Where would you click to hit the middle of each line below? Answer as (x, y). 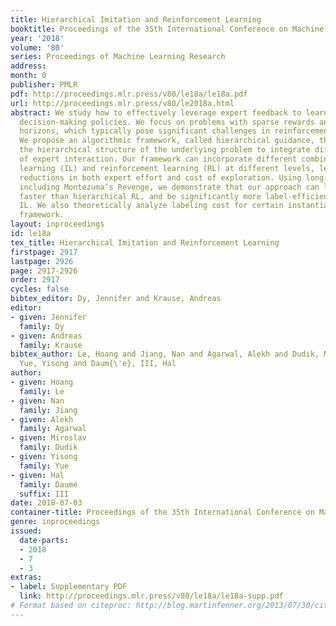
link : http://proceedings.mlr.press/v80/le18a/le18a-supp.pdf (151, 596)
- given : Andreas (46, 336)
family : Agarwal (53, 429)
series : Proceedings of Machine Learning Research (118, 57)
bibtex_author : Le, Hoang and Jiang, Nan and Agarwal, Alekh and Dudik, (165, 354)
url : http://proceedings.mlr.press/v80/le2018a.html (122, 103)
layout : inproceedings (57, 224)
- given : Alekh (42, 419)
